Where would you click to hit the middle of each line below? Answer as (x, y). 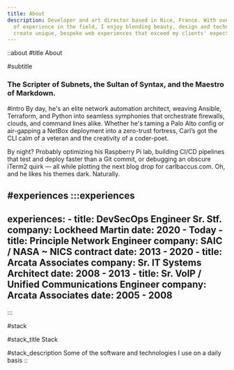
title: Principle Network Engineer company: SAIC (115, 241)
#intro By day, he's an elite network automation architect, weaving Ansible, (114, 108)
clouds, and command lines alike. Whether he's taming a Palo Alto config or (116, 123)
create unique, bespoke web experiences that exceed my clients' (110, 33)
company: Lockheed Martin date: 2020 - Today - (115, 230)
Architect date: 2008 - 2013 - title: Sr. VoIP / (104, 273)
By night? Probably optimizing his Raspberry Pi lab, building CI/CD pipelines (116, 151)
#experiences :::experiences (71, 195)
